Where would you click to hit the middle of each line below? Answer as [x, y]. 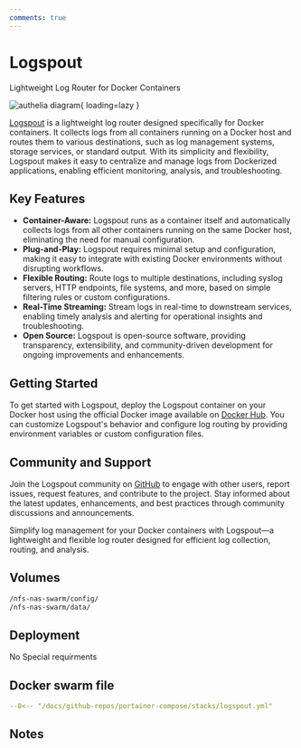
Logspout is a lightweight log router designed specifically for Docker [137, 122]
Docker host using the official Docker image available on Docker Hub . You [147, 415]
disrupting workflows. [63, 268]
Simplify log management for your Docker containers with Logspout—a [141, 530]
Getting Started [54, 383]
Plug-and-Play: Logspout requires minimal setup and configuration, [149, 249]
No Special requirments [53, 657]
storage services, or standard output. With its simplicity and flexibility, [139, 151]
